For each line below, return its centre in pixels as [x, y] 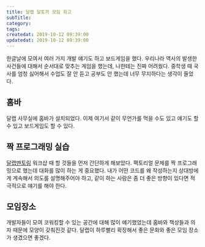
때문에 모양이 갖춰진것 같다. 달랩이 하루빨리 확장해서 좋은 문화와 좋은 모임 [100, 230]
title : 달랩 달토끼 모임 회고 [39, 12]
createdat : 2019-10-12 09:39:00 [47, 35]
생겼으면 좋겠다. [32, 238]
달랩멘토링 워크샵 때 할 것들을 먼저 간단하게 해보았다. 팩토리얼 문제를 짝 [91, 163]
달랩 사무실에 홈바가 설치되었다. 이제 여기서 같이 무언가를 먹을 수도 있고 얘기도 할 [102, 118]
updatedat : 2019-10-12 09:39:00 [47, 40]
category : [19, 23]
